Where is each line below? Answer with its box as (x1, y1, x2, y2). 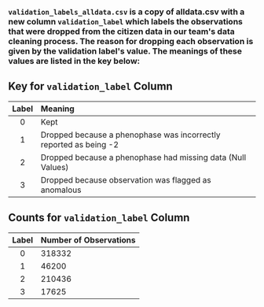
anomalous (40, 184, 82, 195)
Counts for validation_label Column (8, 211, 190, 224)
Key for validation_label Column (8, 80, 173, 93)
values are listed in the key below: (8, 55, 141, 66)
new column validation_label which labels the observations (8, 16, 244, 27)
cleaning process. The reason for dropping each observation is (8, 35, 254, 46)
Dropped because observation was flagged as (40, 174, 212, 185)
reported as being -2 (40, 139, 119, 150)
